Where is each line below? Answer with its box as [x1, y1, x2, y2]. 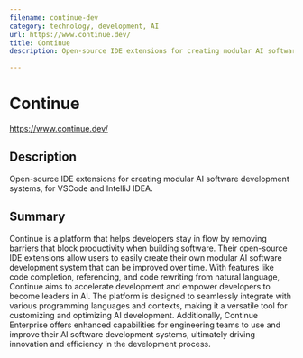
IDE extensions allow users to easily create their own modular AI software [9, 252, 282, 262]
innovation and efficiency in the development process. [9, 338, 211, 349]
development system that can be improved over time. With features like [9, 262, 275, 272]
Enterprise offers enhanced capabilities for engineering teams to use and [9, 319, 281, 330]
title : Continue [9, 38, 70, 48]
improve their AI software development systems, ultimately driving [9, 328, 255, 339]
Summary [9, 209, 66, 225]
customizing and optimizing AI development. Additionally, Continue [9, 309, 259, 320]
